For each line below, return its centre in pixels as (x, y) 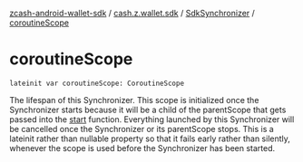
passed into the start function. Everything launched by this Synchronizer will (152, 119)
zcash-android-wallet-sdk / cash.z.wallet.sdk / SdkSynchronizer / (132, 13)
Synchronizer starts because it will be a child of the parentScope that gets (148, 110)
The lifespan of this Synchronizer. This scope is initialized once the (134, 100)
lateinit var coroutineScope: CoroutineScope (97, 83)
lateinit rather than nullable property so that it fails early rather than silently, (150, 138)
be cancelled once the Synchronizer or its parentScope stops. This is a (142, 129)
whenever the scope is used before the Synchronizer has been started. (142, 148)
